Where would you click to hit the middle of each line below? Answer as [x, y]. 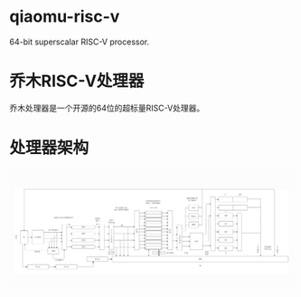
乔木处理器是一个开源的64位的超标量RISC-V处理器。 [107, 108]
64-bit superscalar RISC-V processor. [80, 42]
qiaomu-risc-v [65, 17]
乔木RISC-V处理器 [77, 81]
